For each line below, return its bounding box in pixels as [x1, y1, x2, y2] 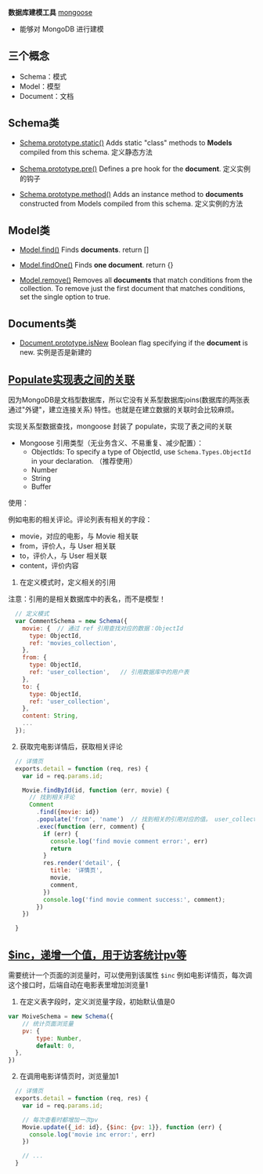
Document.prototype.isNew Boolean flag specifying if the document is [19, 338, 248, 348]
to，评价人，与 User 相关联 [19, 551, 107, 560]
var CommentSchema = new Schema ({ [15, 617, 128, 625]
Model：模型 [19, 82, 61, 91]
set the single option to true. [19, 292, 111, 301]
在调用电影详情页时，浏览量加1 [19, 1071, 119, 1081]
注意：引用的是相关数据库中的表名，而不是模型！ [8, 594, 166, 603]
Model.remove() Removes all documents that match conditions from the [19, 275, 253, 285]
